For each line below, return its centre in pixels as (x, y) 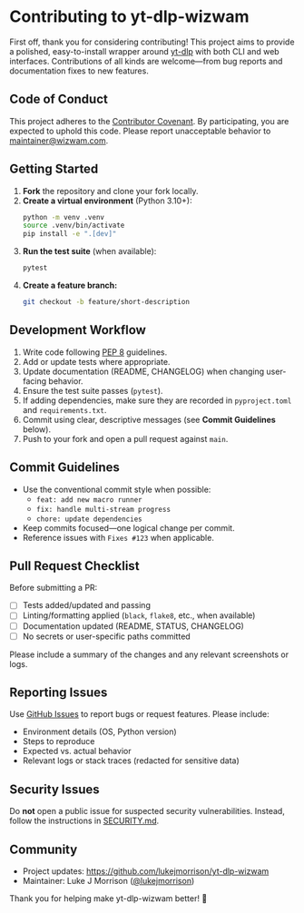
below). (37, 429)
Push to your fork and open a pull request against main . (125, 438)
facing (34, 381)
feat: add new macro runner (89, 500)
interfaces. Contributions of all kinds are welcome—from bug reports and (146, 61)
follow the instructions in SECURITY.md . (84, 821)
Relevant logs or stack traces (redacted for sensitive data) (131, 761)
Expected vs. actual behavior (77, 751)
